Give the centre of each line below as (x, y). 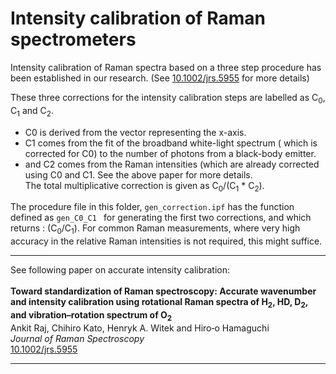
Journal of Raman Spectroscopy (77, 338)
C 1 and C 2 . (32, 111)
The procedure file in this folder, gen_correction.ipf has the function (152, 207)
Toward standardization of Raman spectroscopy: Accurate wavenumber (163, 291)
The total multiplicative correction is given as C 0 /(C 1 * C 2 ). (144, 186)
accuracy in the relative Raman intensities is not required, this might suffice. (166, 241)
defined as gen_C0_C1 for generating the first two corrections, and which (161, 218)
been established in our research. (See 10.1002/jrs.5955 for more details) (160, 78)
